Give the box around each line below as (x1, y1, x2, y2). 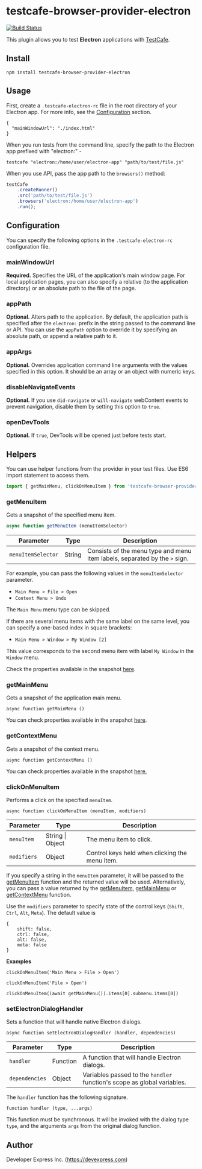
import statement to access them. (6, 472, 90, 479)
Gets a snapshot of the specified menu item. (6, 511, 116, 518)
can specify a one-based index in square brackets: (6, 624, 132, 631)
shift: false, (17, 926, 52, 932)
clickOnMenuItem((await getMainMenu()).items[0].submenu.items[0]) (6, 990, 179, 996)
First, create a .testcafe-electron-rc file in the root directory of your (6, 101, 177, 109)
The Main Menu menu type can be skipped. (6, 606, 111, 613)
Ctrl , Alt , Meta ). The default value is (6, 909, 96, 916)
